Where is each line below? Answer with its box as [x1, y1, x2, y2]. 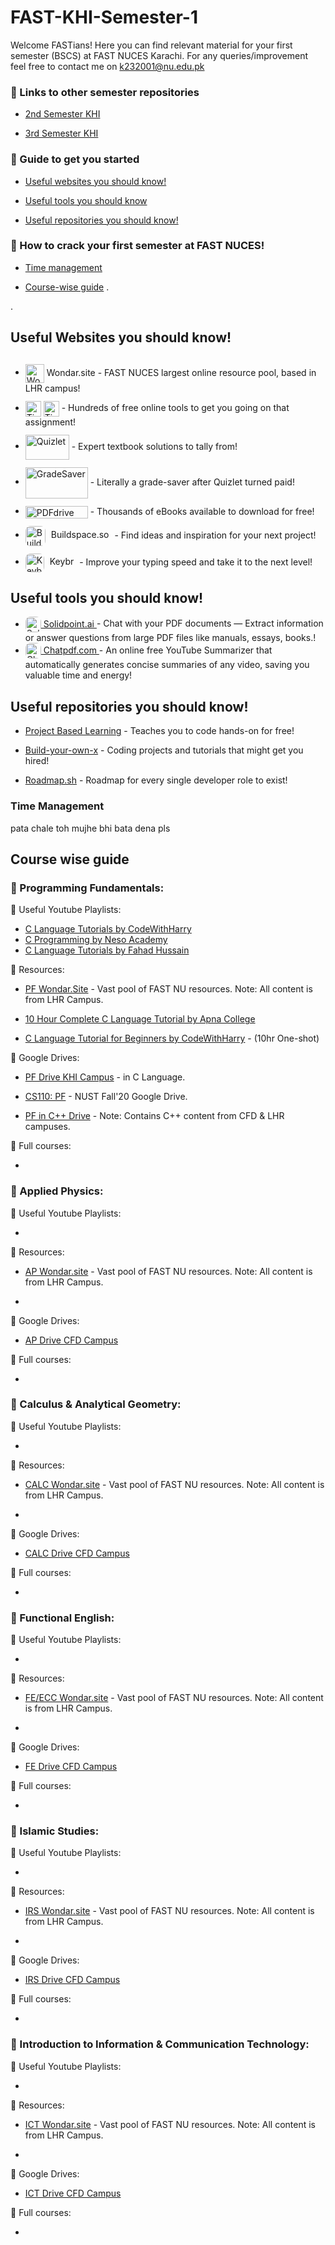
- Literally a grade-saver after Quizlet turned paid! [89, 476, 295, 488]
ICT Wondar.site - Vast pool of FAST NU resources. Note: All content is [24, 2118, 317, 2130]
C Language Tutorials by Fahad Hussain [24, 944, 190, 956]
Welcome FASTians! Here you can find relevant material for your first [10, 39, 293, 51]
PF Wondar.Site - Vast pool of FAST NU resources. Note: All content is [24, 983, 313, 995]
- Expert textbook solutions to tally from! [71, 440, 238, 452]
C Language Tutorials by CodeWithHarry [24, 923, 192, 935]
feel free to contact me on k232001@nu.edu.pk [10, 60, 205, 72]
